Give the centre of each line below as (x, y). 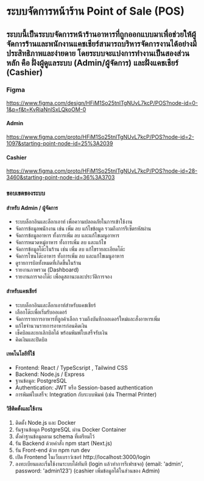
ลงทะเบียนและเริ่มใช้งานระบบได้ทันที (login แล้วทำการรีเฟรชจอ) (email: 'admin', (99, 464)
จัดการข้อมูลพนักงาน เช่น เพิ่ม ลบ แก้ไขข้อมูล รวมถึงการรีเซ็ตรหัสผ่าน (83, 229)
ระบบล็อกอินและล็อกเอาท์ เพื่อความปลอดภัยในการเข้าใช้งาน (74, 222)
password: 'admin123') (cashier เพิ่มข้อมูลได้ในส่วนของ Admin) (87, 471)
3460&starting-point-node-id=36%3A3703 (61, 178)
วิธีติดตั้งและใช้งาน (24, 409)
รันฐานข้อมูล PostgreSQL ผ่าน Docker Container (71, 430)
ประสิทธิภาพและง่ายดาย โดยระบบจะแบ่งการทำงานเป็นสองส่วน (98, 53)
